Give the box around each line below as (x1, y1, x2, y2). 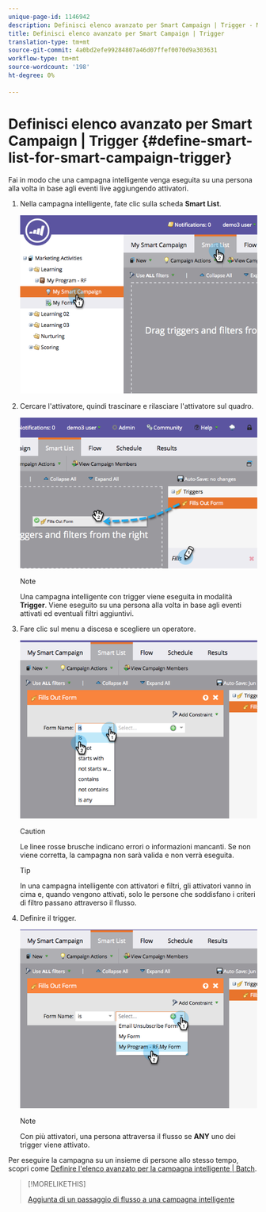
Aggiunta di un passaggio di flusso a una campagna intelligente (27, 1195, 235, 1204)
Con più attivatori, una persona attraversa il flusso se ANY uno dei (19, 1131, 236, 1141)
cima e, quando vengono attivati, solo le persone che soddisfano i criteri (19, 890, 256, 899)
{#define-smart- (141, 132, 253, 150)
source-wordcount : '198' (8, 63, 90, 71)
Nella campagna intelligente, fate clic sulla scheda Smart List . (19, 198, 222, 208)
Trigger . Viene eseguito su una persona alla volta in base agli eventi (19, 600, 241, 610)
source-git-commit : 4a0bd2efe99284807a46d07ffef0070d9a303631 (8, 46, 218, 55)
